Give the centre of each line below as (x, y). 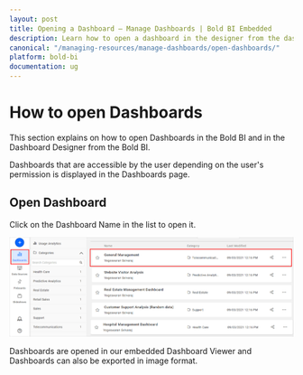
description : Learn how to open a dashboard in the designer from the (145, 38)
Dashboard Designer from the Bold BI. (80, 147)
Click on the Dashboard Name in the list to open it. (103, 224)
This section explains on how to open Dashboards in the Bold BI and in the (147, 137)
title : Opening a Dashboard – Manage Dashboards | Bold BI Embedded (141, 28)
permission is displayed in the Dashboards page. (100, 174)
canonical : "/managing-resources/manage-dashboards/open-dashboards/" (145, 48)
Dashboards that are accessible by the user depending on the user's (137, 164)
